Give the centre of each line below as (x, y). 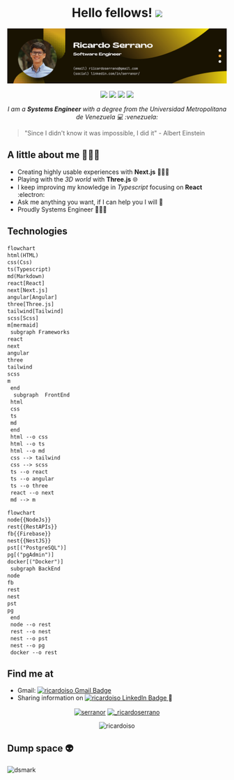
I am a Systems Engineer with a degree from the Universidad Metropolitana (117, 109)
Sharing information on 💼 (95, 698)
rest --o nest (31, 631)
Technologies (38, 231)
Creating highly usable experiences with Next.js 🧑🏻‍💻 (93, 172)
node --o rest (31, 624)
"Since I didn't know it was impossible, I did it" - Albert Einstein (115, 133)
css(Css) (20, 262)
